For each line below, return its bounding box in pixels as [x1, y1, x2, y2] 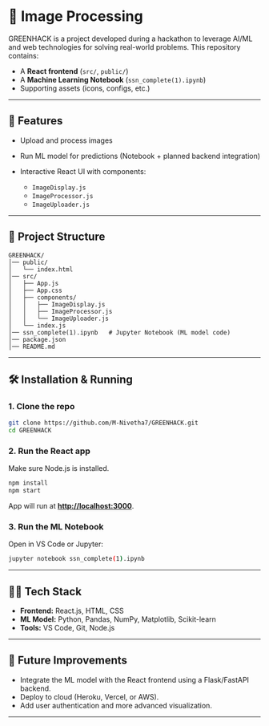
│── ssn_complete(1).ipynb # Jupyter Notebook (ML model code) [8, 328, 231, 336]
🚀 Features [8, 114, 63, 128]
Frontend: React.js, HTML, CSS [19, 606, 124, 616]
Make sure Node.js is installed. [8, 464, 110, 473]
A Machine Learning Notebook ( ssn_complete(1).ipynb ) [19, 75, 207, 84]
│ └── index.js [8, 321, 66, 330]
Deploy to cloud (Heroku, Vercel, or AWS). [19, 692, 159, 701]
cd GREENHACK [8, 427, 52, 435]
